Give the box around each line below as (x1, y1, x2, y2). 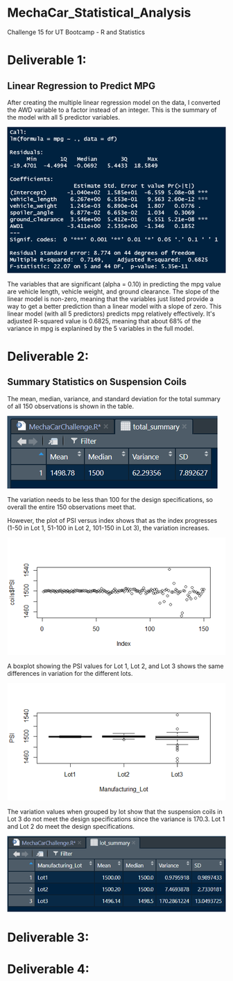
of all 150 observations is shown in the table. (7, 402, 134, 410)
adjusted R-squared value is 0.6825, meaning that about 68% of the (7, 316, 202, 325)
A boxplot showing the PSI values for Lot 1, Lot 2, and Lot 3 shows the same (7, 662, 224, 670)
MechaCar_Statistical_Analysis (7, 5, 191, 21)
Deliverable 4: (7, 962, 90, 978)
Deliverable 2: (7, 348, 89, 364)
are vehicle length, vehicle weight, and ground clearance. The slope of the (7, 287, 220, 295)
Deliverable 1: (7, 52, 87, 68)
